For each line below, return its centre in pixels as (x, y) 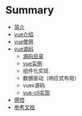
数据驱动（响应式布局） (51, 78)
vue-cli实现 (36, 92)
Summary (30, 10)
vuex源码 (34, 85)
